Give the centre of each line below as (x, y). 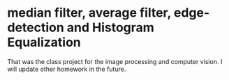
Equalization (44, 42)
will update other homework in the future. (67, 69)
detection (36, 27)
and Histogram (111, 27)
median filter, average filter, (89, 13)
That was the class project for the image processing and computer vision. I (115, 61)
